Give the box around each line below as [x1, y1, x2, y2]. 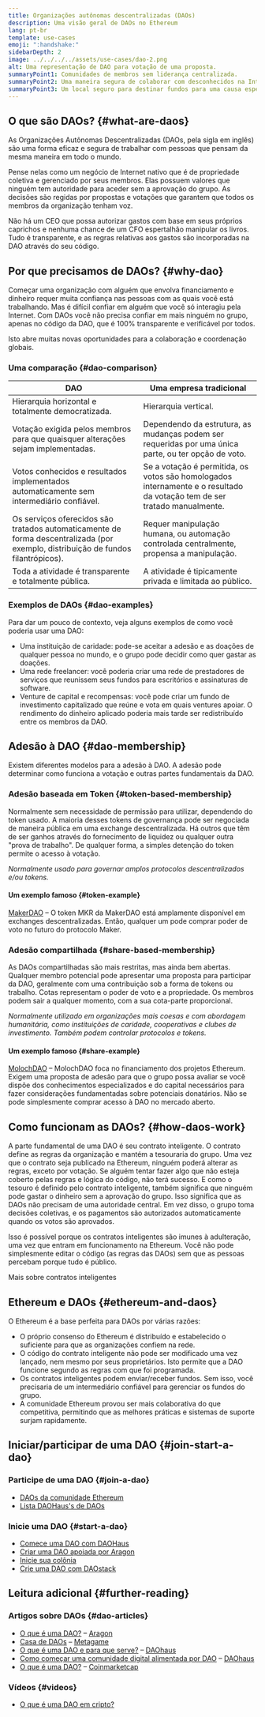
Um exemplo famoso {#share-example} [8, 1046, 140, 1056]
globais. [8, 343, 34, 352]
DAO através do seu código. [8, 242, 99, 251]
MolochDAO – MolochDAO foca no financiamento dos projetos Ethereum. [8, 1064, 246, 1073]
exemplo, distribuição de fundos [12, 543, 132, 554]
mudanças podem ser [143, 428, 225, 439]
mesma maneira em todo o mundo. [8, 152, 122, 162]
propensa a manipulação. [143, 548, 237, 559]
